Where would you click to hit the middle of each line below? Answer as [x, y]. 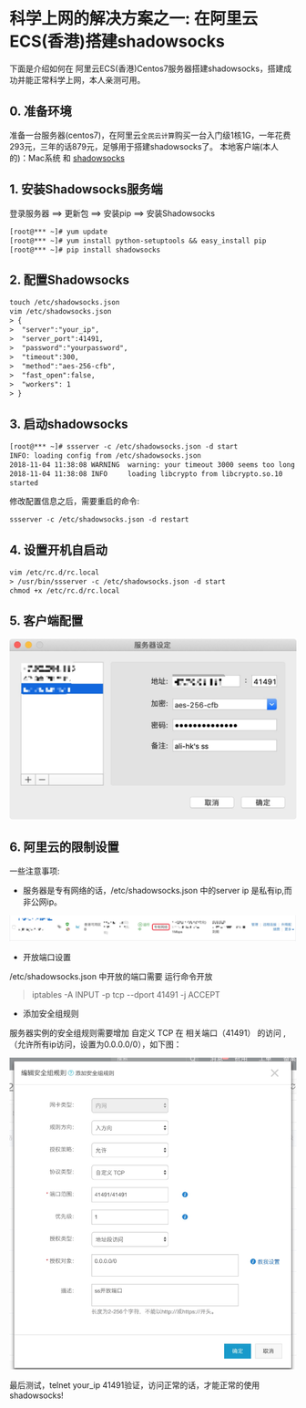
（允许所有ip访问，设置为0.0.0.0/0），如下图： [96, 1044]
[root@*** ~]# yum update [58, 232]
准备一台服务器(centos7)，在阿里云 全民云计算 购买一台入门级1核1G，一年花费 [150, 135]
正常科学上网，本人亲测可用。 [89, 79]
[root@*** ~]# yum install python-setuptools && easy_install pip [138, 241]
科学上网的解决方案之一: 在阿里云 [133, 19]
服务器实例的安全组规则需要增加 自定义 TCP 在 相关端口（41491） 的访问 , [148, 1032]
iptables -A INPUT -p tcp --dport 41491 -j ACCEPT [126, 994]
